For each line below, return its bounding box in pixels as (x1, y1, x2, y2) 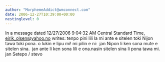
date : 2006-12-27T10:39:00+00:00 (5, 12, 75, 17)
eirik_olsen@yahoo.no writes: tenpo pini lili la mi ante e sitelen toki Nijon (5, 35, 153, 41)
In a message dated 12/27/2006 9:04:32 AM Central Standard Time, (5, 30, 145, 36)
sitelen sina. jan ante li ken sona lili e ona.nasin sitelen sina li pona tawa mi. (5, 46, 160, 52)
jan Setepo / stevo (5, 51, 42, 57)
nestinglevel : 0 (5, 16, 39, 21)
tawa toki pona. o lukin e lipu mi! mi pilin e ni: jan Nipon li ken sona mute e (5, 41, 158, 47)
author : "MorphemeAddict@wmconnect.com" (5, 7, 91, 12)
